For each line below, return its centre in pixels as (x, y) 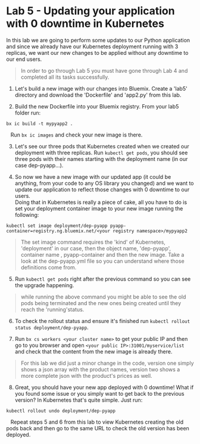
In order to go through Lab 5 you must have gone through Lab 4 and (104, 70)
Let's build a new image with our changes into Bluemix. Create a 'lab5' (101, 88)
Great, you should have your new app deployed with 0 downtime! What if (104, 387)
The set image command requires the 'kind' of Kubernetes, (93, 242)
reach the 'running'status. (52, 309)
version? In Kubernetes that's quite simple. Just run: (79, 400)
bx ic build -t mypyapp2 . (40, 123)
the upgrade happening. (44, 285)
